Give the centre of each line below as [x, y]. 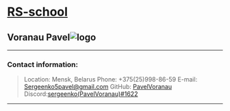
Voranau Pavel [39, 37]
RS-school [38, 12]
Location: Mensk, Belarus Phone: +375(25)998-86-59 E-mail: [111, 79]
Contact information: [43, 64]
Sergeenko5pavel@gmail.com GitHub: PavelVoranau [98, 87]
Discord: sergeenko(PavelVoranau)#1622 [81, 94]
